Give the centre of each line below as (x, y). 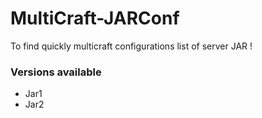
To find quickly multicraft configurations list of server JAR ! (131, 46)
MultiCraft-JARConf (95, 18)
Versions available (56, 72)
